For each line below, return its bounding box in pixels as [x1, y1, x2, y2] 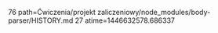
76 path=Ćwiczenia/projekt [8, 8, 96, 16]
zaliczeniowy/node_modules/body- [96, 8, 211, 16]
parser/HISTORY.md [8, 16, 74, 25]
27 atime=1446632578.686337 [74, 16, 175, 25]
